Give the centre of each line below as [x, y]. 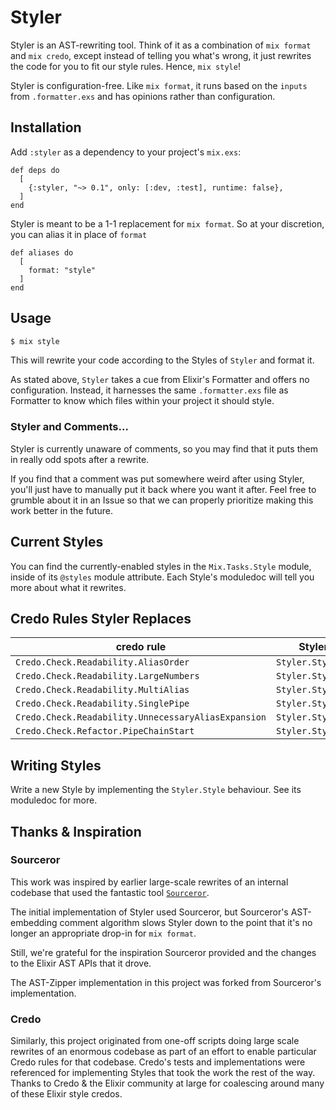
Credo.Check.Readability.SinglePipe [102, 704]
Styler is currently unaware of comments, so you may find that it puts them [164, 448]
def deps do [35, 170]
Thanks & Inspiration [76, 831]
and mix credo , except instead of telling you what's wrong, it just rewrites [161, 55]
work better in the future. [61, 510]
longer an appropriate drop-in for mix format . [103, 933]
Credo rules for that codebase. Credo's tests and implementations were [158, 1062]
